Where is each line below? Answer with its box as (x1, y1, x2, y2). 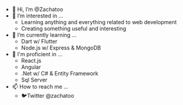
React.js (21, 57, 41, 64)
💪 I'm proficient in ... (12, 51, 62, 57)
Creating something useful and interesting (21, 25, 126, 32)
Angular (21, 63, 41, 71)
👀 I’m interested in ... (12, 12, 64, 19)
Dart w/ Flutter (21, 38, 58, 45)
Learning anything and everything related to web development (21, 19, 177, 25)
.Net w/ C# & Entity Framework (21, 70, 99, 77)
